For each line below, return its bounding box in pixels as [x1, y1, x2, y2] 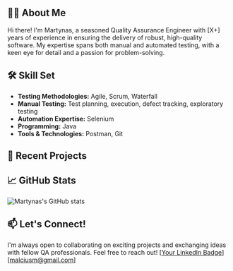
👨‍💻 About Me [7, 7, 66, 19]
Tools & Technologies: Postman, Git [17, 129, 124, 138]
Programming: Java [17, 121, 77, 131]
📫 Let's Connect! [7, 218, 86, 230]
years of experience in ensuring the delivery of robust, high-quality [7, 33, 203, 42]
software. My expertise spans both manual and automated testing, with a [7, 40, 220, 49]
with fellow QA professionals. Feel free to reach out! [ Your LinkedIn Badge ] [7, 248, 225, 256]
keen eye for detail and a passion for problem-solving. [7, 48, 165, 56]
